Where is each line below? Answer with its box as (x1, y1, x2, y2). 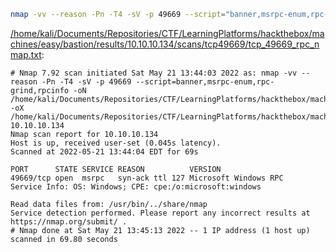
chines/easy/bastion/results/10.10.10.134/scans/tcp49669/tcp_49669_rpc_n (10, 38, 320, 50)
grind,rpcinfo (10, 85, 70, 95)
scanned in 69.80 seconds (10, 234, 118, 244)
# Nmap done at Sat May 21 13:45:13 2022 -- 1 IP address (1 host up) (10, 225, 311, 235)
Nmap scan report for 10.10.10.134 (10, 129, 159, 139)
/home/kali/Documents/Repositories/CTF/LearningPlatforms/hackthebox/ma (10, 27, 325, 39)
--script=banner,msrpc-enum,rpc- (135, 76, 275, 87)
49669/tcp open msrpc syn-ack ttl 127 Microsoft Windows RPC (10, 173, 284, 183)
